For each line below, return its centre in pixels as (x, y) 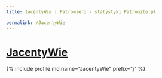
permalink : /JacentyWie (36, 22)
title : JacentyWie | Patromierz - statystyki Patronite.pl (81, 12)
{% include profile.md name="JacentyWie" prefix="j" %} (76, 69)
